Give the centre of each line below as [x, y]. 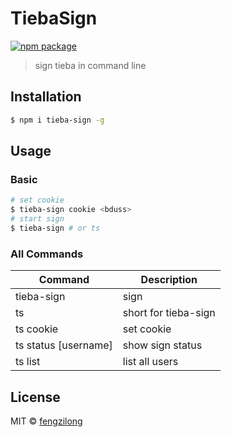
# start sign [37, 219]
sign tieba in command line [90, 65]
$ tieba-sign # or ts [55, 228]
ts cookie [37, 329]
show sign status [162, 345]
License [35, 397]
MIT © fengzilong [46, 421]
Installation [46, 97]
